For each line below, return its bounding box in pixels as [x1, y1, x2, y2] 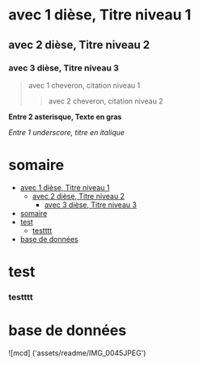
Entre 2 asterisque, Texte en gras [8, 112, 122, 121]
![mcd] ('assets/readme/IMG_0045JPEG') [8, 348, 146, 358]
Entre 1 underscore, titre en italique [8, 127, 125, 137]
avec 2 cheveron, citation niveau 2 [48, 95, 163, 106]
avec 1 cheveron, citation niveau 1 [28, 80, 141, 90]
